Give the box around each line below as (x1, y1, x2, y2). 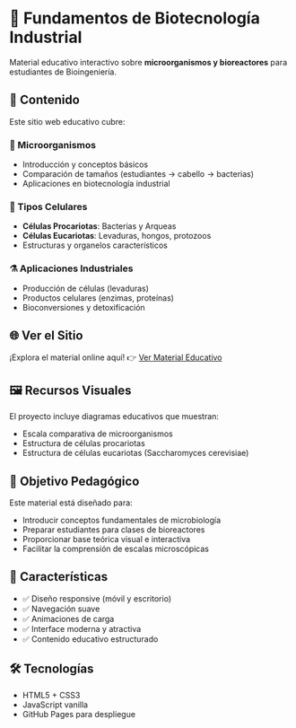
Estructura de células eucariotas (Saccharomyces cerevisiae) (22, 448, 249, 459)
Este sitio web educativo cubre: (9, 116, 126, 127)
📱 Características (9, 569, 109, 584)
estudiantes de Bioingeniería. (9, 66, 117, 77)
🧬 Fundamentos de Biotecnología (9, 8, 260, 29)
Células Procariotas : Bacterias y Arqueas (22, 221, 177, 232)
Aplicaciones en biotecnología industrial (22, 179, 170, 189)
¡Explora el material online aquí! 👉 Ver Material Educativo (9, 352, 222, 363)
